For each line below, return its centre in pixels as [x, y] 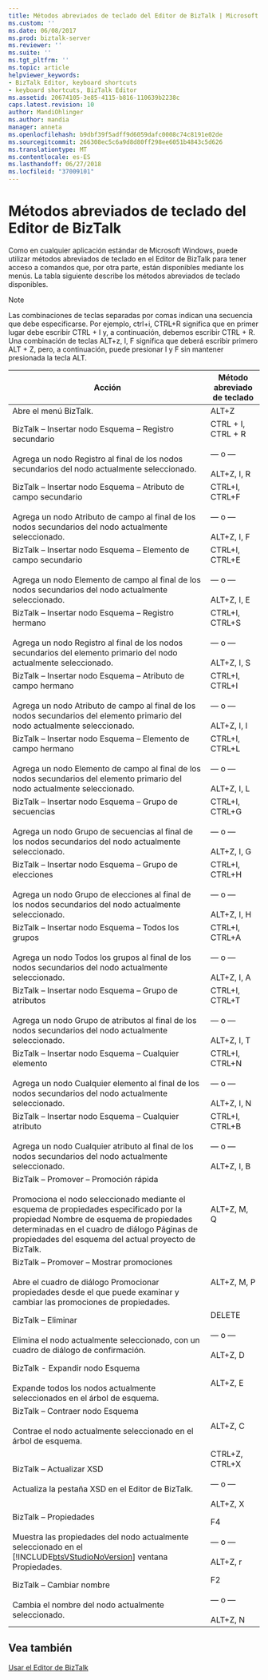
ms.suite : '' [30, 53]
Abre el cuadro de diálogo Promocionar [86, 1282]
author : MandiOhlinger [46, 113]
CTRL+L [225, 748]
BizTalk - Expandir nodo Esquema [76, 1367]
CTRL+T [225, 1000]
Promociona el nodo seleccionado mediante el [99, 1199]
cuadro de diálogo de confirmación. [79, 1350]
